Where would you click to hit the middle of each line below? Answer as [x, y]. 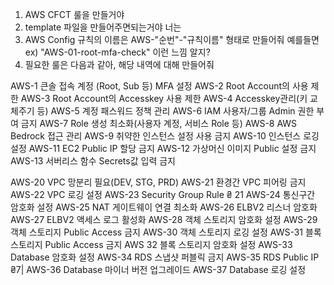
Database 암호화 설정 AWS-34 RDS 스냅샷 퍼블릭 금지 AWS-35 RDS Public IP [165, 257]
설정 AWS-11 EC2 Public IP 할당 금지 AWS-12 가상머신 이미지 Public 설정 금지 [163, 148]
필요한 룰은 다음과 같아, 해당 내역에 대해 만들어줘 [119, 64]
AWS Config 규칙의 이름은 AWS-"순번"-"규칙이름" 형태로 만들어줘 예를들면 [172, 39]
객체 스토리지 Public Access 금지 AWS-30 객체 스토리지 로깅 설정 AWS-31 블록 [166, 232]
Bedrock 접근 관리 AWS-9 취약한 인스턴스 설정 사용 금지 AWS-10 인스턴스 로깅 [165, 136]
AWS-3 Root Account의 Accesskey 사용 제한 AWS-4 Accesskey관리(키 [164, 98]
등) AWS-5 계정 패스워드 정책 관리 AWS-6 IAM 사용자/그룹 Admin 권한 [175, 111]
